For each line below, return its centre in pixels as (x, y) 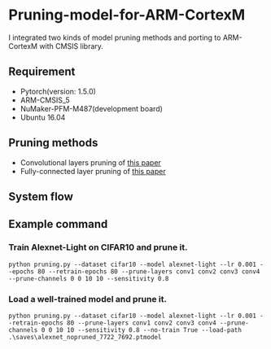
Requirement (42, 72)
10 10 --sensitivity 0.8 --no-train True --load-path (149, 330)
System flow (41, 196)
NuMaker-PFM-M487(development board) (91, 108)
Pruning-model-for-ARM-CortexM (127, 15)
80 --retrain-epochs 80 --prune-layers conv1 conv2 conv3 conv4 (149, 271)
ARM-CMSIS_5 (45, 100)
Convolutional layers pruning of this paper (90, 162)
